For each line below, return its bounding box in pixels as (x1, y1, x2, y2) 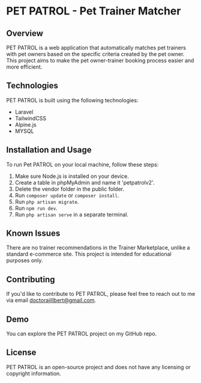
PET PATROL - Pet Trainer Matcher (6, 4, 181, 18)
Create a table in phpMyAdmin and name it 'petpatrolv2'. (14, 179, 155, 186)
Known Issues (6, 228, 61, 239)
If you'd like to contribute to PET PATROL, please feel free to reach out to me (6, 290, 196, 298)
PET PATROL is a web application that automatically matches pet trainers (6, 44, 186, 51)
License (6, 348, 37, 358)
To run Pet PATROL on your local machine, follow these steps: (6, 161, 159, 168)
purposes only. (6, 257, 43, 264)
